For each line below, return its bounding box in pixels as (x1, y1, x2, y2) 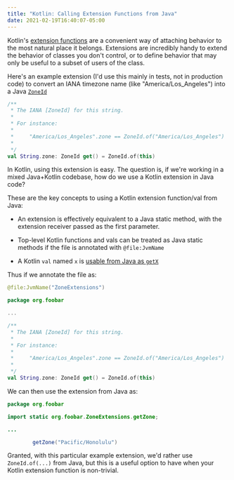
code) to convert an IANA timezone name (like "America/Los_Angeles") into (7, 79, 226, 88)
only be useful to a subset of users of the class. (7, 58, 145, 67)
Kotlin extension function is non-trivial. (7, 466, 119, 474)
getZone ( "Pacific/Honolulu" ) (32, 439, 118, 446)
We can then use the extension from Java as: (7, 387, 138, 395)
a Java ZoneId (7, 87, 47, 95)
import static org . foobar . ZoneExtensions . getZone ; (7, 413, 159, 420)
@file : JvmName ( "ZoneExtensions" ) (7, 284, 105, 291)
